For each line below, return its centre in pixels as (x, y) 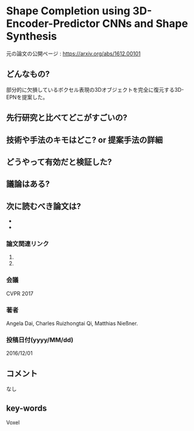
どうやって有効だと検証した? (59, 162)
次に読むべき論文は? (44, 206)
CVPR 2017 (20, 293)
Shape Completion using (68, 11)
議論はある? (28, 184)
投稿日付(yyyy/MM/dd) (40, 340)
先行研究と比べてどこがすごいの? (67, 118)
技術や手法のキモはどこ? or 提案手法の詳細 (85, 140)
